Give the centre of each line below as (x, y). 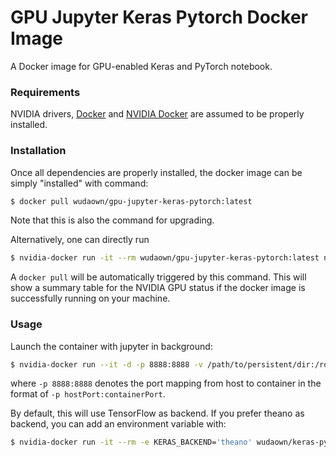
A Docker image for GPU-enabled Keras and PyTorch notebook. (141, 66)
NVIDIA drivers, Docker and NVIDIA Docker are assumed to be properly (157, 114)
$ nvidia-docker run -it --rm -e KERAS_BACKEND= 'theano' (131, 442)
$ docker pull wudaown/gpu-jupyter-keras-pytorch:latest (131, 201)
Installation (38, 151)
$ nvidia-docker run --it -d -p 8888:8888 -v (106, 364)
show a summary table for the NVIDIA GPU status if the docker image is (158, 288)
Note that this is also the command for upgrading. (112, 220)
